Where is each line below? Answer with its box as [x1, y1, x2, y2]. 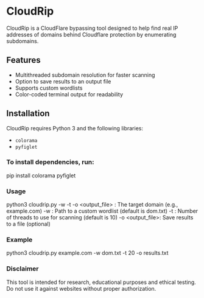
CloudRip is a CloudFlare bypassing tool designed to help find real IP [6, 24, 178, 32]
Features [6, 55, 41, 65]
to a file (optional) [6, 221, 51, 228]
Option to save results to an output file [15, 77, 111, 85]
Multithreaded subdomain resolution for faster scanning [15, 71, 155, 79]
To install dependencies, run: [6, 158, 94, 166]
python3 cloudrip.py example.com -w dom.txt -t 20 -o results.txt [6, 249, 169, 257]
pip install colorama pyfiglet [6, 172, 76, 179]
